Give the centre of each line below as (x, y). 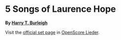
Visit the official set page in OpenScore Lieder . (52, 32)
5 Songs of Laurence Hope (60, 9)
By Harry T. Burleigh (26, 23)
